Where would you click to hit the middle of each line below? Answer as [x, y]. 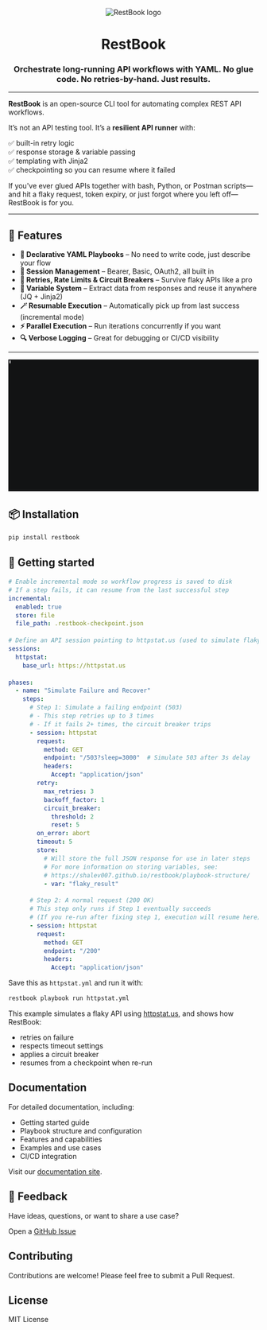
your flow [35, 263]
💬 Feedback [38, 1197]
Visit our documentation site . [55, 1171]
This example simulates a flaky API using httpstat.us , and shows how [121, 1013]
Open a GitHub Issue [43, 1231]
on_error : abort [64, 834]
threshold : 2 [72, 817]
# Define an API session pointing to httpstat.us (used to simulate [124, 640]
